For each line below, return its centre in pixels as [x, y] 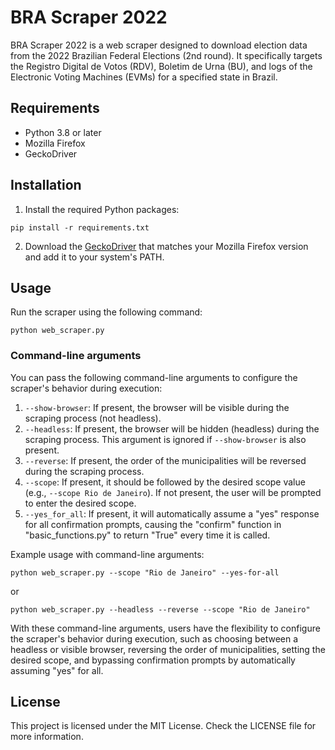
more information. [47, 737]
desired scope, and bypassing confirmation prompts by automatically [153, 660]
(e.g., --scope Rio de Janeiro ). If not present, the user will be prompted [173, 492]
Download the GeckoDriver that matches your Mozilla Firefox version [166, 246]
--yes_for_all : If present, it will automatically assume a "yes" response [172, 513]
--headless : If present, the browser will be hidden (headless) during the [172, 428]
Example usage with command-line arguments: [107, 554]
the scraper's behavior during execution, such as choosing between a [154, 638]
